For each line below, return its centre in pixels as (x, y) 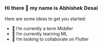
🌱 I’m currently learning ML (40, 34)
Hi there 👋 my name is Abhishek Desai (51, 8)
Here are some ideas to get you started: (46, 19)
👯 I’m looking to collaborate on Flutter (50, 39)
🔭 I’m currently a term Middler (42, 28)
